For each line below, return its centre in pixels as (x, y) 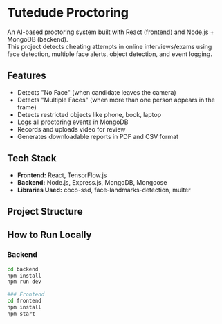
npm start (21, 314)
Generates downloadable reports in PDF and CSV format (98, 136)
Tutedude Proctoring (68, 13)
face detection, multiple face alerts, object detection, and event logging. (110, 54)
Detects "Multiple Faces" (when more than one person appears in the (116, 100)
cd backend (23, 269)
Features (27, 76)
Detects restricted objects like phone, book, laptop (89, 114)
